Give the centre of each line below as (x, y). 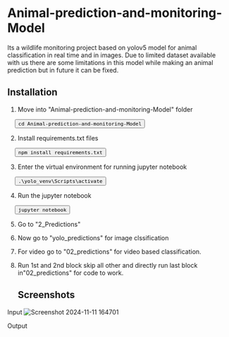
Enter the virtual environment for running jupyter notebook (102, 167)
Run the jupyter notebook (54, 195)
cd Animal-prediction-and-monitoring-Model (80, 124)
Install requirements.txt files (58, 138)
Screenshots (46, 295)
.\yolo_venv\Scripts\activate (60, 181)
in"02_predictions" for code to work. (70, 273)
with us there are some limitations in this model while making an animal (110, 62)
